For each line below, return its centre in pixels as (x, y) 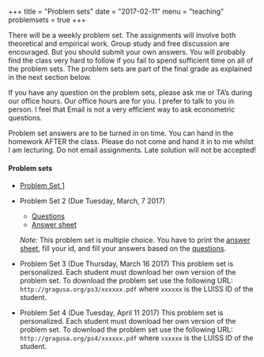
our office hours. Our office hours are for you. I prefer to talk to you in (121, 101)
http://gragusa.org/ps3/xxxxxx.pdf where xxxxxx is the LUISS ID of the (136, 289)
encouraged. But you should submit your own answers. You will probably (127, 52)
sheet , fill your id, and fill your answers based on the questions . (123, 249)
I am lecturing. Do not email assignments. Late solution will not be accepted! (132, 150)
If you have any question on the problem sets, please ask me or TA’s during (130, 93)
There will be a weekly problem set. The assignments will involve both (122, 35)
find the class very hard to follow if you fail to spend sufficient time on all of (131, 60)
